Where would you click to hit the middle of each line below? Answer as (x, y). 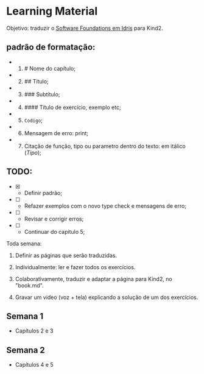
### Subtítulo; (42, 94)
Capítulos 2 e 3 (34, 331)
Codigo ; (33, 120)
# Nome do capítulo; (50, 68)
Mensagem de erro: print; (56, 133)
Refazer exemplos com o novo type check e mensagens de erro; (105, 206)
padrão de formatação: (51, 47)
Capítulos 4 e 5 (34, 365)
